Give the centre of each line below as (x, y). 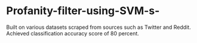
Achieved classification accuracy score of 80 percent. (73, 33)
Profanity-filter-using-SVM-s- (83, 11)
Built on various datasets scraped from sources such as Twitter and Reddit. (98, 27)
